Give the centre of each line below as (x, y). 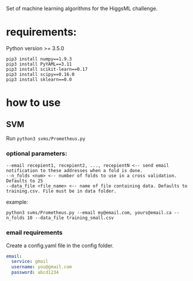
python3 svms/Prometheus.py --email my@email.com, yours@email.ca (89, 213)
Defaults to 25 (25, 181)
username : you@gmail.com (42, 267)
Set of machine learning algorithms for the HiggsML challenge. (82, 8)
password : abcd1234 (35, 273)
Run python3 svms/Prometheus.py (46, 138)
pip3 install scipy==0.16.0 (40, 74)
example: (17, 202)
